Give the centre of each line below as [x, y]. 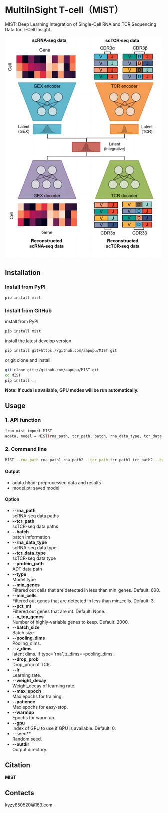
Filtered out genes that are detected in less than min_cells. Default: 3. [84, 601]
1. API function [23, 420]
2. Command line [26, 449]
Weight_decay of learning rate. [44, 686]
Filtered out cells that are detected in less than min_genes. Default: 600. [86, 590]
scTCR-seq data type [34, 558]
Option [12, 499]
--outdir [21, 744]
